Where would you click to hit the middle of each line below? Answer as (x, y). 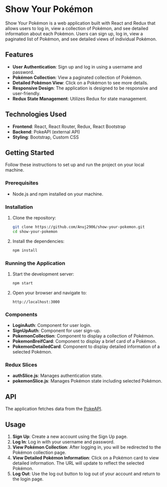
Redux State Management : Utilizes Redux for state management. (80, 98)
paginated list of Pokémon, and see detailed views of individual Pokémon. (81, 39)
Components (21, 314)
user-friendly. (26, 93)
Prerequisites (22, 183)
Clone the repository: (34, 217)
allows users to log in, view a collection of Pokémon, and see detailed (77, 28)
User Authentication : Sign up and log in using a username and (77, 66)
